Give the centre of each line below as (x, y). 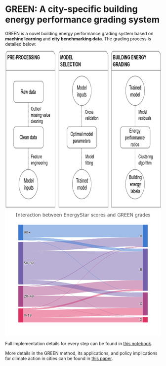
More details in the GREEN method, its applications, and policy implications (81, 353)
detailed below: (21, 44)
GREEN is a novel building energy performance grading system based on (79, 33)
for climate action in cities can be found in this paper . (59, 358)
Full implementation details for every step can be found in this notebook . (79, 343)
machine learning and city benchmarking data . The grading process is (78, 39)
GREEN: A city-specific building (71, 9)
